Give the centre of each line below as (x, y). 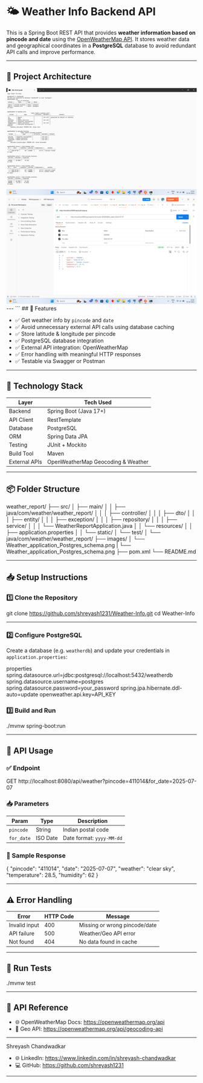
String (43, 830)
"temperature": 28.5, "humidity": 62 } (52, 875)
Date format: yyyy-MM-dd (93, 838)
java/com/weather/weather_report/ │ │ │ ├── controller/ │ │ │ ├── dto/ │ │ (101, 513)
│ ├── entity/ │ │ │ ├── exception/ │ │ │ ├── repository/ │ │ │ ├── (92, 519)
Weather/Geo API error (107, 933)
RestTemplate (64, 419)
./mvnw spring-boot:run (36, 726)
